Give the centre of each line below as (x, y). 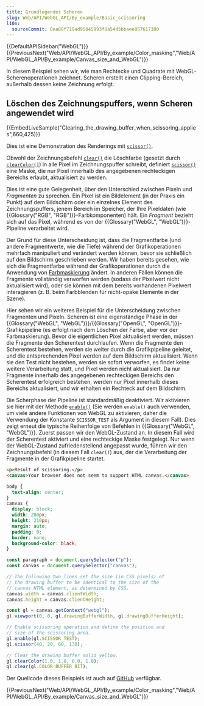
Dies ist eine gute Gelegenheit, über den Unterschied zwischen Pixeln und (99, 189)
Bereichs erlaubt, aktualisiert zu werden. (57, 177)
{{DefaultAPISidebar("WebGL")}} (47, 46)
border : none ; (30, 538)
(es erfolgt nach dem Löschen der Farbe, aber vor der (110, 330)
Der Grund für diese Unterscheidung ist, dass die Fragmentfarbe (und (94, 240)
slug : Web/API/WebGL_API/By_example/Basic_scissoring (76, 18)
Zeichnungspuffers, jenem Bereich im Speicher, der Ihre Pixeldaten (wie (96, 209)
